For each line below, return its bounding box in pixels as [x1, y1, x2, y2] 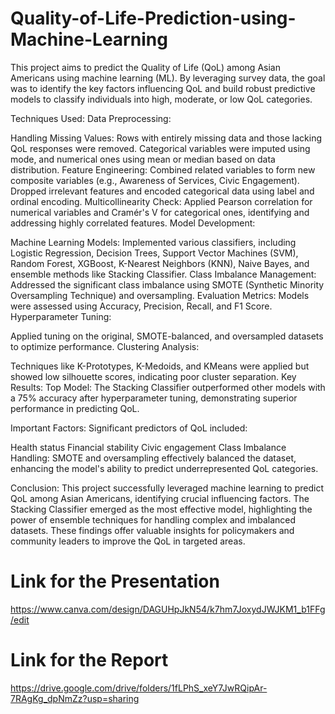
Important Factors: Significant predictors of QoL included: [10, 422, 248, 434]
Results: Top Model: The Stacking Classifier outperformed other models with [10, 381, 326, 393]
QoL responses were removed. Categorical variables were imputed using [10, 142, 311, 154]
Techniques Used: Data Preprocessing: [10, 112, 172, 124]
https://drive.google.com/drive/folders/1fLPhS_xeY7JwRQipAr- [10, 682, 268, 694]
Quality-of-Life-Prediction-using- [10, 7, 297, 30]
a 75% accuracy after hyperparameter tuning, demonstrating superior [10, 392, 298, 404]
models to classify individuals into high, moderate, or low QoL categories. [10, 93, 313, 105]
